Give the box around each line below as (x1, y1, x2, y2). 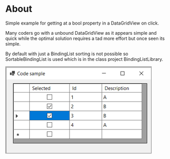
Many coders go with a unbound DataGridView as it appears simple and (5, 30, 157, 36)
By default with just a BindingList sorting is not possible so (5, 51, 129, 57)
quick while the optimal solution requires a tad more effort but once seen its (5, 35, 165, 41)
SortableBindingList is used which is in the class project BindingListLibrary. (5, 56, 163, 62)
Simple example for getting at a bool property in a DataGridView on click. (5, 20, 159, 26)
